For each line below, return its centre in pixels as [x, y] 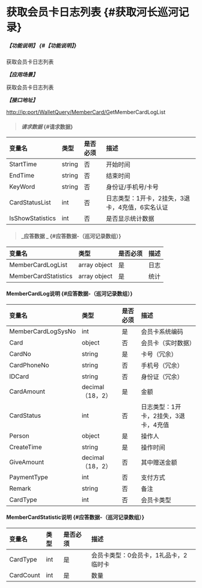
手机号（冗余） [162, 366]
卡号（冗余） [159, 354]
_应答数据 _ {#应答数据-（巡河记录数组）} [71, 236]
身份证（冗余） [162, 376]
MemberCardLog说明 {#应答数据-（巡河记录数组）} [70, 294]
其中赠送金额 [159, 462]
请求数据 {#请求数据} [47, 126]
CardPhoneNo [29, 365]
